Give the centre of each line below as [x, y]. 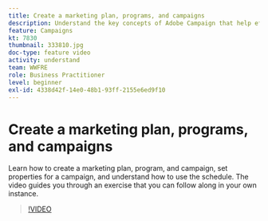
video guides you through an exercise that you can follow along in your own [133, 185]
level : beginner [35, 82]
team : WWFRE [28, 68]
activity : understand [44, 61]
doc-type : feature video [49, 53]
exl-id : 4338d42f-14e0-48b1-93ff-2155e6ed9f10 [87, 90]
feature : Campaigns [41, 30]
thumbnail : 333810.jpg [46, 45]
